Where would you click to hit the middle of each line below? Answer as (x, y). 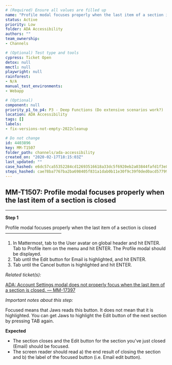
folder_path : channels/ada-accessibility (50, 152)
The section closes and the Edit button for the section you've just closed (89, 341)
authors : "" (18, 34)
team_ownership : (23, 39)
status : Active (21, 20)
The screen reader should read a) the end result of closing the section (87, 352)
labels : (14, 124)
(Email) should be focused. (41, 346)
